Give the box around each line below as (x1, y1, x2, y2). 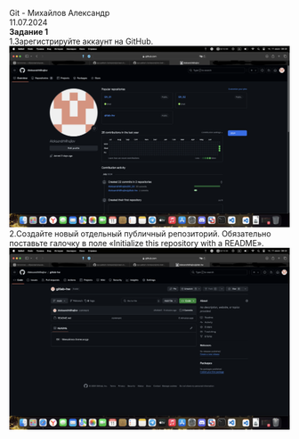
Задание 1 (9, 27, 49, 37)
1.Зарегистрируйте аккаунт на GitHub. (9, 36, 154, 46)
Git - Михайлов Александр (9, 8, 110, 18)
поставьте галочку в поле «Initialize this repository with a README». (9, 238, 264, 249)
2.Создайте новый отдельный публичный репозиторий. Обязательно (9, 228, 271, 239)
